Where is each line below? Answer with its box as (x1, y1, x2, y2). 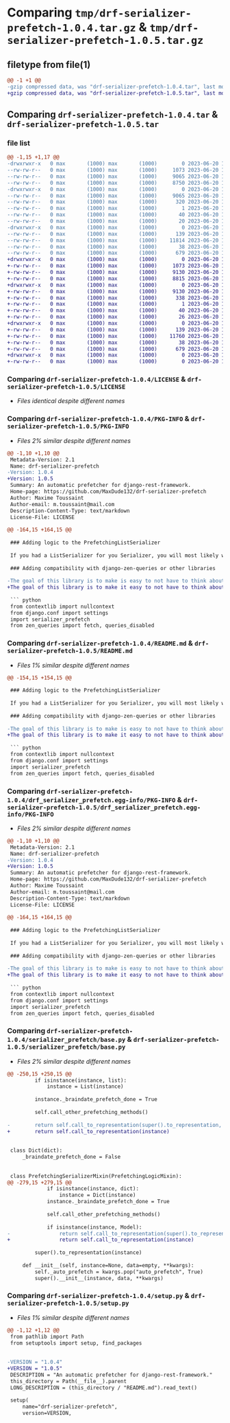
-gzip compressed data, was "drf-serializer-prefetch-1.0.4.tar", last (7, 83, 216, 90)
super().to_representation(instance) (34, 1249, 142, 1256)
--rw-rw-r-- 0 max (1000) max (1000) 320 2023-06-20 (7, 198, 219, 205)
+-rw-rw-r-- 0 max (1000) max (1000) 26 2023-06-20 (7, 314, 219, 321)
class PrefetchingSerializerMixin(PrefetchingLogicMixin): (10, 1172, 183, 1179)
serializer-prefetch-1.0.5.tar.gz (7, 34, 204, 47)
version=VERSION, (22, 1410, 72, 1417)
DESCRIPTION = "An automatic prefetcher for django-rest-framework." (10, 1371, 213, 1378)
